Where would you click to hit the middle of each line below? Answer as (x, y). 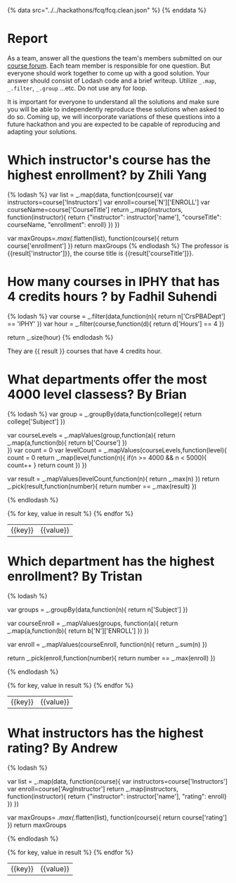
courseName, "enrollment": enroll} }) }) (64, 224)
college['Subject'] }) (36, 421)
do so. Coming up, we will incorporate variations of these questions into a (114, 116)
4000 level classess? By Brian (97, 395)
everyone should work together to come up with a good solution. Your (109, 73)
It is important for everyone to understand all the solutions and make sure (113, 101)
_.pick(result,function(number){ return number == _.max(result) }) (102, 486)
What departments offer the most (107, 379)
